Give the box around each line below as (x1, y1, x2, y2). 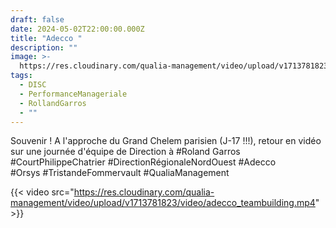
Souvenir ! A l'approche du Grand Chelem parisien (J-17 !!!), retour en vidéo (10, 135, 322, 147)
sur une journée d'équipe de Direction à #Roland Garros (10, 146, 241, 158)
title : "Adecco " (10, 33, 83, 43)
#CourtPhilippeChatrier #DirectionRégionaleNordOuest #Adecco (10, 156, 277, 168)
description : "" (10, 42, 78, 53)
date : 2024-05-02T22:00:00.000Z (10, 24, 145, 34)
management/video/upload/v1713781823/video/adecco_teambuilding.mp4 (10, 197, 316, 209)
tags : (10, 71, 33, 81)
